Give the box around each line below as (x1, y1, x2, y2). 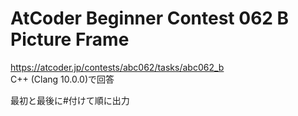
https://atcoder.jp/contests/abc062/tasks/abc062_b (10, 61, 225, 73)
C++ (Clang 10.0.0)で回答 (10, 73, 115, 85)
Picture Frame (10, 28, 130, 51)
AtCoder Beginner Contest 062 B (10, 7, 290, 30)
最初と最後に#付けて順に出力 (10, 94, 130, 106)
